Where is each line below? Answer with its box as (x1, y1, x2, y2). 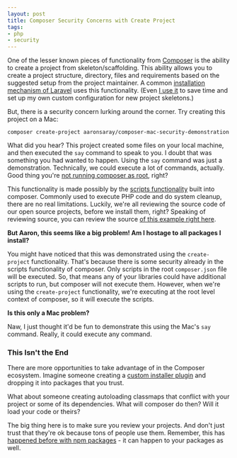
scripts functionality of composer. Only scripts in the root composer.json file (7, 265, 228, 273)
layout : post (7, 10, 46, 18)
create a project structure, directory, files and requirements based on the (7, 71, 220, 80)
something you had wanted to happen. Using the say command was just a (7, 156, 223, 165)
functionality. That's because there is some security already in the (31, 258, 224, 266)
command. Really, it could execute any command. (7, 330, 152, 338)
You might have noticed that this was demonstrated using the (7, 250, 186, 258)
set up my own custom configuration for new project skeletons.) (7, 93, 195, 103)
